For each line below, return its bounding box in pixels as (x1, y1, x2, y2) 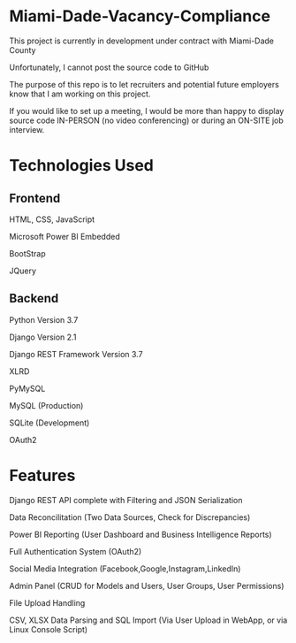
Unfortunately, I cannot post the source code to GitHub (9, 62, 209, 73)
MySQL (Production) (9, 400, 84, 410)
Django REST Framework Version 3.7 (9, 348, 143, 359)
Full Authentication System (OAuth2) (9, 546, 142, 556)
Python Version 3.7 (9, 314, 79, 325)
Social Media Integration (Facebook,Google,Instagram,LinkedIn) (9, 563, 241, 574)
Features (9, 465, 76, 486)
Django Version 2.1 (9, 332, 77, 342)
